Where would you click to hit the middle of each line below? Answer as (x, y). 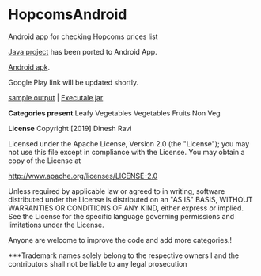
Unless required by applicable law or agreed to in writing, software (117, 191)
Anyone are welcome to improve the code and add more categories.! (120, 240)
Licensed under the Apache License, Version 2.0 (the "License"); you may (129, 143)
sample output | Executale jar (56, 97)
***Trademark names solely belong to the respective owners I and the (124, 255)
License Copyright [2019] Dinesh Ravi (70, 128)
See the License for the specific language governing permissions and (121, 216)
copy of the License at (45, 161)
